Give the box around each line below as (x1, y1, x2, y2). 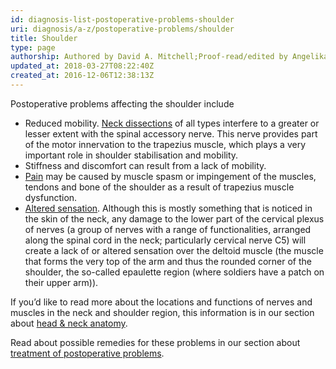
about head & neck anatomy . (10, 317, 128, 329)
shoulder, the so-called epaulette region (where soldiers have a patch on (24, 266, 325, 278)
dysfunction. (24, 191, 78, 203)
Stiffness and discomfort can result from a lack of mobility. (24, 159, 267, 171)
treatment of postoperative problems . (10, 347, 165, 359)
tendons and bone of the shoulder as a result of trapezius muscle (24, 181, 295, 193)
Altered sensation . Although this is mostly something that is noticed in (24, 202, 313, 214)
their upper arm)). (24, 276, 99, 288)
